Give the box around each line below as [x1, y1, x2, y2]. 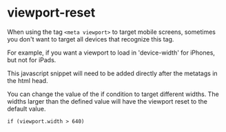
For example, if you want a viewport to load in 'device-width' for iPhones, [7, 48, 216, 57]
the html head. [7, 76, 48, 84]
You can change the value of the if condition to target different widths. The [7, 90, 219, 98]
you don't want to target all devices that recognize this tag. [7, 35, 174, 43]
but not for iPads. [7, 55, 56, 64]
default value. [7, 104, 46, 113]
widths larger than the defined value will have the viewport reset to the [7, 97, 208, 105]
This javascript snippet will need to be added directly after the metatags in [7, 69, 218, 77]
